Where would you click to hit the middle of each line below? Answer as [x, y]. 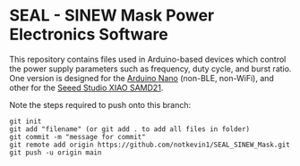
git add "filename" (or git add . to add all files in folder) [130, 129]
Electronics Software [89, 34]
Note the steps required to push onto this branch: [100, 104]
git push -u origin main [56, 153]
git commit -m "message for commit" [77, 137]
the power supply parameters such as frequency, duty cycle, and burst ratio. [150, 69]
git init [26, 121]
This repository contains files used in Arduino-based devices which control [148, 59]
